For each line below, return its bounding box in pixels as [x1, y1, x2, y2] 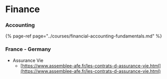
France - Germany [5, 46, 51, 53]
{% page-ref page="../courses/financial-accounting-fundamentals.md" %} [5, 33, 162, 39]
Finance [5, 4, 40, 15]
